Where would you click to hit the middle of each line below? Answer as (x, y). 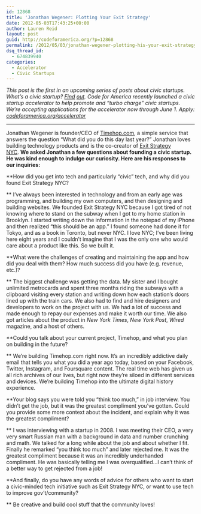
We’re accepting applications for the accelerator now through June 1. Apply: (100, 109)
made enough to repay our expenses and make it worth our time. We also (97, 313)
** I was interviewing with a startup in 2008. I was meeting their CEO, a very (100, 431)
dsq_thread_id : (25, 51)
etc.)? (13, 270)
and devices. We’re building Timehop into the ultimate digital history (90, 381)
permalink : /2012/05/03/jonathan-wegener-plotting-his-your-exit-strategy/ (103, 46)
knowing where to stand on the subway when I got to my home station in (96, 214)
